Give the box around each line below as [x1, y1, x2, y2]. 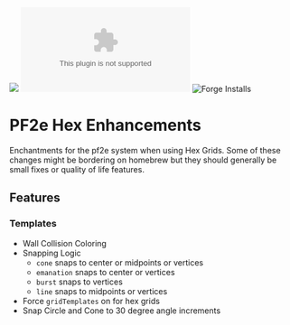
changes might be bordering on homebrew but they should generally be [9, 154, 277, 165]
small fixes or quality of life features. [9, 163, 145, 174]
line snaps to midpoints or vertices [35, 285, 168, 296]
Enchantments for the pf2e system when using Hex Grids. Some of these [9, 144, 282, 155]
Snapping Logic [22, 247, 81, 258]
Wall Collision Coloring [22, 237, 107, 248]
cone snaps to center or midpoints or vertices [35, 256, 204, 268]
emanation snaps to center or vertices [35, 266, 175, 277]
